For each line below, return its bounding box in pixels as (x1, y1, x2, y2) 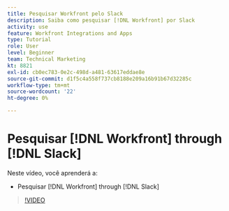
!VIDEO (24, 196, 45, 204)
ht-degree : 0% (7, 95, 49, 102)
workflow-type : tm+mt (7, 82, 71, 89)
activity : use (7, 23, 49, 30)
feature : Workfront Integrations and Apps (7, 29, 133, 37)
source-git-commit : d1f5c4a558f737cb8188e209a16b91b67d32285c (7, 75, 192, 82)
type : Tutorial (7, 36, 52, 43)
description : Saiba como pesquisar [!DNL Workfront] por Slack (7, 17, 195, 24)
